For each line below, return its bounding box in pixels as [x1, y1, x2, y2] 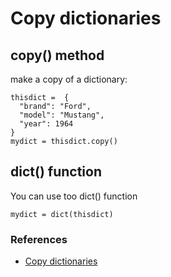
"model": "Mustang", [19, 110, 105, 120]
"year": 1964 [19, 119, 74, 129]
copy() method [10, 47, 105, 64]
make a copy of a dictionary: [10, 73, 128, 85]
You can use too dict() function [10, 190, 138, 202]
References [10, 232, 68, 246]
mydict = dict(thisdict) [10, 209, 114, 219]
